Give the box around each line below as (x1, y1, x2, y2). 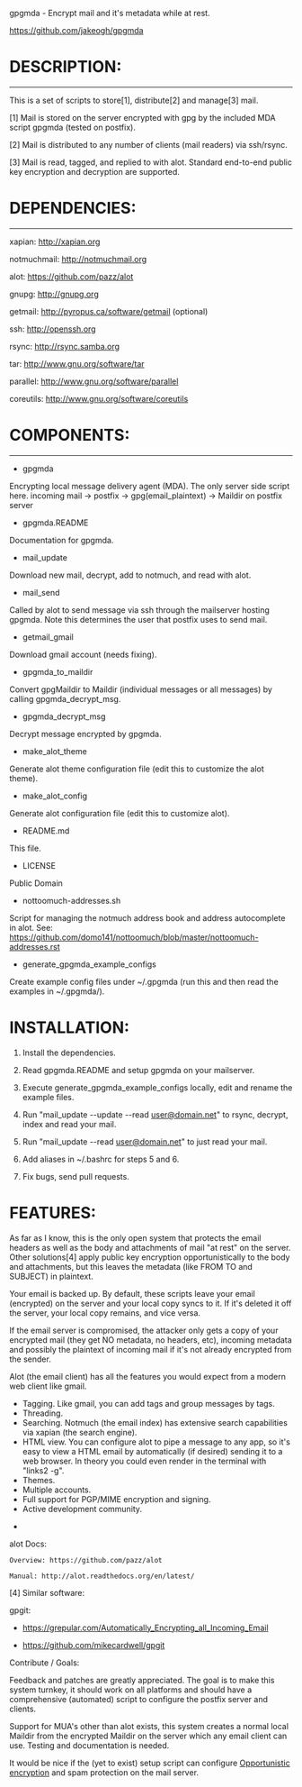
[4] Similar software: (9, 1587, 85, 1598)
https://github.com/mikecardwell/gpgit (22, 1639, 165, 1650)
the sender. (9, 1354, 51, 1364)
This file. (9, 843, 42, 853)
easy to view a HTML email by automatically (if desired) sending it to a (22, 1445, 283, 1456)
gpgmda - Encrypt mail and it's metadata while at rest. (9, 8, 210, 18)
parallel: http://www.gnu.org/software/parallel (9, 376, 179, 387)
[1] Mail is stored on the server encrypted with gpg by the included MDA (9, 112, 276, 123)
